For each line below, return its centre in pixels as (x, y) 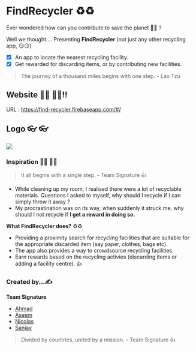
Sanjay (23, 328)
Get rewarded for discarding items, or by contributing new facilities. (98, 64)
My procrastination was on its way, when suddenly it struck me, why (99, 208)
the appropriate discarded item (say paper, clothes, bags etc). (91, 244)
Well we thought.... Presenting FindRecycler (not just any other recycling (96, 39)
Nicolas (24, 322)
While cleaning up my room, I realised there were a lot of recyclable (98, 189)
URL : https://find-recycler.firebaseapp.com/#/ (64, 109)
